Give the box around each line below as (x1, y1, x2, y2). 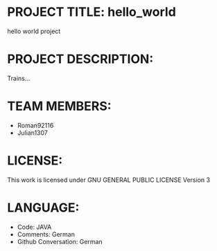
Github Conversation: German (17, 237, 103, 245)
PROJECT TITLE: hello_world (7, 4, 177, 20)
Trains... (7, 74, 31, 82)
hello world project (7, 27, 61, 35)
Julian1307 (17, 129, 49, 137)
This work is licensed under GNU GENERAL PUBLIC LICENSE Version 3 (7, 176, 210, 184)
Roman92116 (17, 121, 54, 129)
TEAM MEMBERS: (7, 98, 112, 114)
